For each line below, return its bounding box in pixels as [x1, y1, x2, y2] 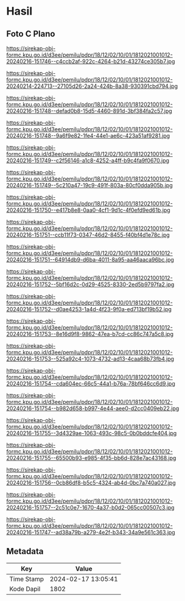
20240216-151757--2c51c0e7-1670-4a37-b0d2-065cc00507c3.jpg [6, 504, 175, 511]
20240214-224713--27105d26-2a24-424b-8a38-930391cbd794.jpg [6, 82, 178, 90]
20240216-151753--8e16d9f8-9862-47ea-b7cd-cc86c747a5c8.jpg [6, 331, 174, 337]
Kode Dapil [9, 585, 41, 593]
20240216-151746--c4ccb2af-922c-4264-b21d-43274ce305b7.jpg [6, 58, 175, 65]
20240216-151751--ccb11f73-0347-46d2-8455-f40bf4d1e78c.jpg [6, 231, 170, 239]
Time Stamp [9, 575, 44, 583]
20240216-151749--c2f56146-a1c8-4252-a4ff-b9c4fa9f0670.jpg [6, 157, 169, 164]
